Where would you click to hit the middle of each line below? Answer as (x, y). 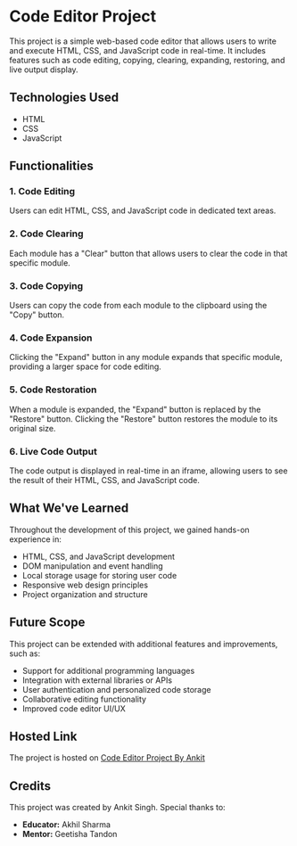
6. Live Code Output (54, 451)
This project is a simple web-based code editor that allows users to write (143, 41)
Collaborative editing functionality (84, 699)
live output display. (44, 70)
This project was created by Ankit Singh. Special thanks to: (117, 808)
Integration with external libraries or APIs (97, 680)
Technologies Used (64, 98)
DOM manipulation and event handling (92, 566)
